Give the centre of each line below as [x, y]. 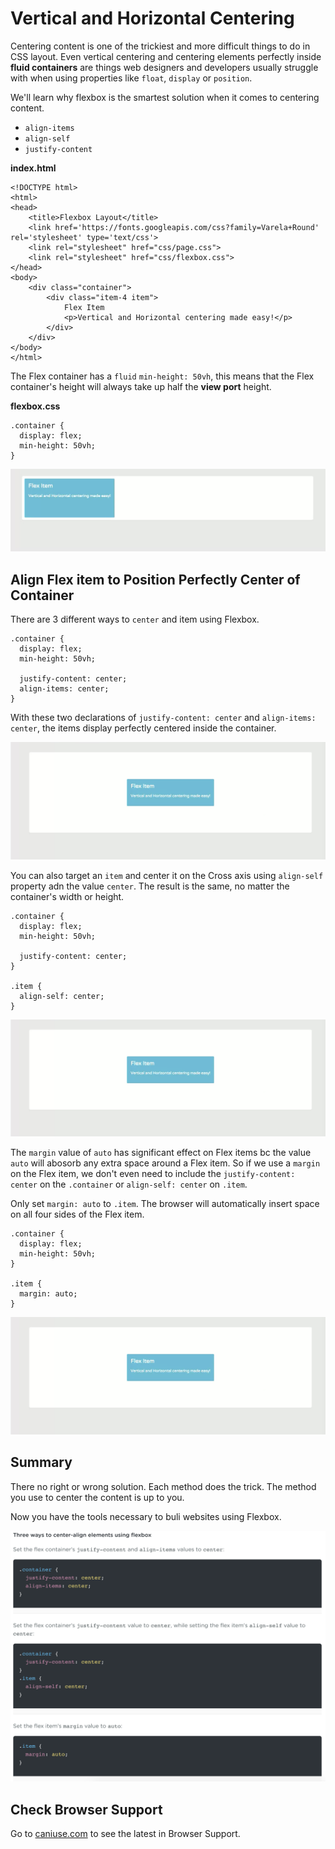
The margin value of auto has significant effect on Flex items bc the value [161, 1153]
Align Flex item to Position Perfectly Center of [155, 579]
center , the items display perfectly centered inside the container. [143, 728]
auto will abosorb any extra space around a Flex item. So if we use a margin [165, 1163]
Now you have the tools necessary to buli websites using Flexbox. [146, 1516]
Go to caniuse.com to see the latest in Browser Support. [125, 1833]
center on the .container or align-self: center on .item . [129, 1184]
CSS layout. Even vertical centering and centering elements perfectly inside [166, 56]
